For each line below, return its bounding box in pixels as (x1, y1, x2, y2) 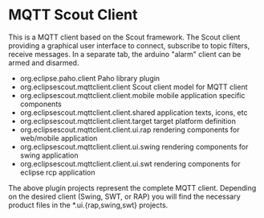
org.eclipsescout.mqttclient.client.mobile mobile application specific (19, 90, 246, 100)
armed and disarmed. (8, 58, 79, 68)
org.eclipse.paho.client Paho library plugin (19, 73, 160, 83)
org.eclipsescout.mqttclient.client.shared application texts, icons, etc (19, 107, 248, 117)
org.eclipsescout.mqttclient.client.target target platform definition (19, 116, 237, 125)
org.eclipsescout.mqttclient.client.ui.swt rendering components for (19, 158, 241, 168)
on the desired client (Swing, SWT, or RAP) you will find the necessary (8, 191, 241, 201)
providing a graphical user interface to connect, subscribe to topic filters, (8, 40, 250, 50)
